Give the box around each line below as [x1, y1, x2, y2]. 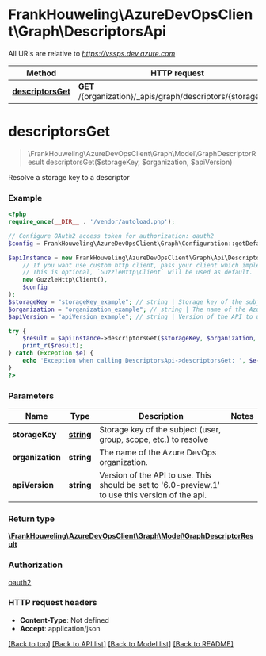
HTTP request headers [8, 597, 97, 608]
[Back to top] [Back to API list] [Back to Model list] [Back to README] [8, 639, 234, 648]
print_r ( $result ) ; [22, 342, 83, 350]
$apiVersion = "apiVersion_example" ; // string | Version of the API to [8, 313, 253, 320]
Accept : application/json [19, 623, 101, 633]
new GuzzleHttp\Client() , [22, 276, 108, 284]
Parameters [8, 390, 54, 401]
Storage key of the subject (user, [98, 424, 222, 435]
